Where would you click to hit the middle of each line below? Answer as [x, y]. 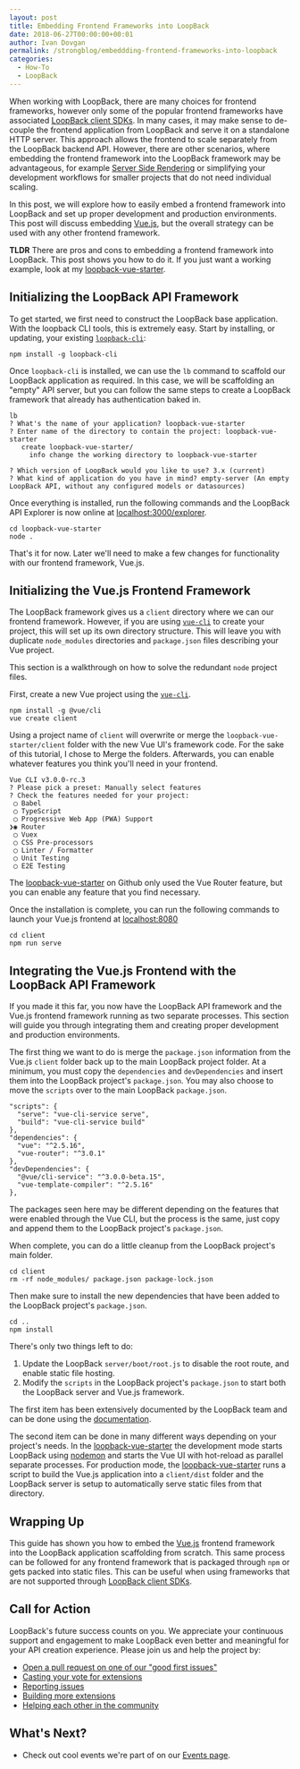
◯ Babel [27, 804]
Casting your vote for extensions [82, 1676]
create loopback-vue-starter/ [77, 447]
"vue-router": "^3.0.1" [61, 1154]
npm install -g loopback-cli [63, 354]
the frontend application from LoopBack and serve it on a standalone [163, 130]
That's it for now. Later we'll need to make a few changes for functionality [144, 553]
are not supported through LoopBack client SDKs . [100, 1581]
